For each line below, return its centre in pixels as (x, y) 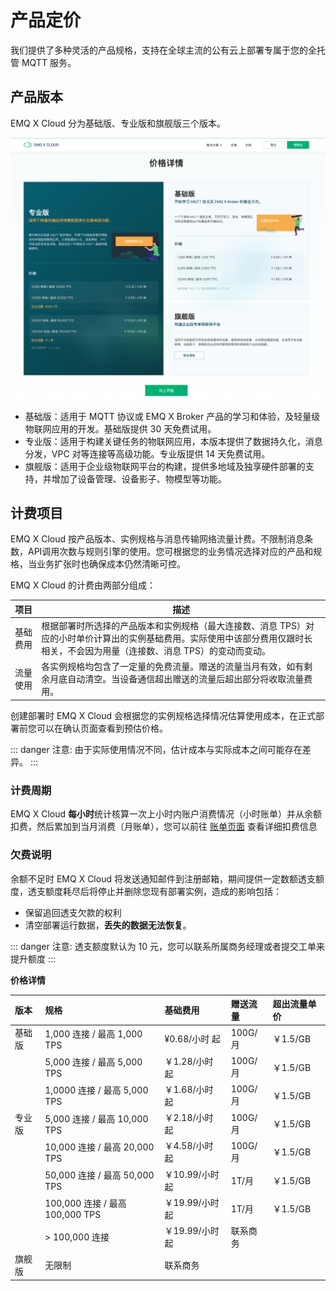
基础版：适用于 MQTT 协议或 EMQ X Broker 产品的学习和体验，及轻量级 (172, 416)
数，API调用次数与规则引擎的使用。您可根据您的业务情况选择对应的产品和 (162, 552)
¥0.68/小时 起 (193, 1039)
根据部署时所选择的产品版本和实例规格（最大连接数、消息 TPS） (173, 626)
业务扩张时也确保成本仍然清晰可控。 (111, 564)
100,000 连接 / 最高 (85, 1203)
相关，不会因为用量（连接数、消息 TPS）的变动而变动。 (156, 651)
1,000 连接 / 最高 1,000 (93, 1033)
